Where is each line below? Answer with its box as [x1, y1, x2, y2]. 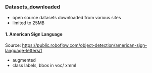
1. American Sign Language [5, 31, 63, 37]
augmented [12, 57, 36, 63]
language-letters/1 [5, 47, 43, 53]
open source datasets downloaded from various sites [12, 15, 121, 21]
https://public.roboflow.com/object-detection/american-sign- [22, 42, 148, 48]
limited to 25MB [12, 20, 45, 26]
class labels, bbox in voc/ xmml [12, 62, 77, 68]
